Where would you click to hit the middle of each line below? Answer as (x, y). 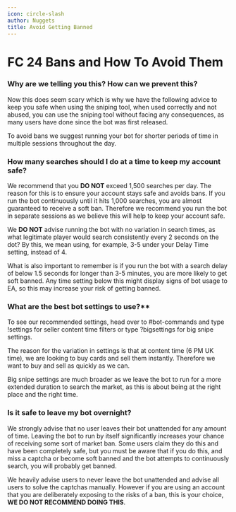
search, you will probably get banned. (62, 466)
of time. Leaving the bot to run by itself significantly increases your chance (116, 436)
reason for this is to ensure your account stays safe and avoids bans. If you (116, 193)
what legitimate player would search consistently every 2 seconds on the (113, 237)
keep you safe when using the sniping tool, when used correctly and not (112, 107)
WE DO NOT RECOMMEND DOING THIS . (67, 502)
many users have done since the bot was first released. (88, 122)
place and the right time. (43, 395)
